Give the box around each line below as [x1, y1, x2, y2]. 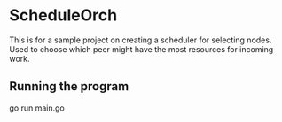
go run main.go [9, 103, 65, 113]
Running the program [9, 79, 129, 94]
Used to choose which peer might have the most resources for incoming [9, 43, 274, 54]
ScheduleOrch [9, 5, 118, 26]
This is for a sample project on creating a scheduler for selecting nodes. [9, 34, 272, 45]
